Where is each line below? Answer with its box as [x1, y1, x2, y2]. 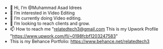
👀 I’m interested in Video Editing [9, 10, 75, 16]
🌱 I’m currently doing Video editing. [9, 15, 82, 21]
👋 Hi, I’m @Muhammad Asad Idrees [9, 5, 82, 10]
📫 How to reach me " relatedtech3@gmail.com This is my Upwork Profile [9, 26, 159, 32]
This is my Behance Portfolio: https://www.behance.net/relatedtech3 [9, 39, 150, 44]
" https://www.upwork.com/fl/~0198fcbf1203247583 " [9, 33, 118, 39]
